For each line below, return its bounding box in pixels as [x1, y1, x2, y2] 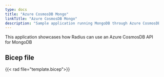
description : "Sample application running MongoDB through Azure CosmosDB [5, 20, 161, 26]
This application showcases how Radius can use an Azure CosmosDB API [5, 34, 153, 40]
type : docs [5, 7, 27, 12]
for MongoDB [5, 39, 32, 45]
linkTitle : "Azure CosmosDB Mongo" [5, 16, 78, 21]
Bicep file [5, 53, 35, 61]
